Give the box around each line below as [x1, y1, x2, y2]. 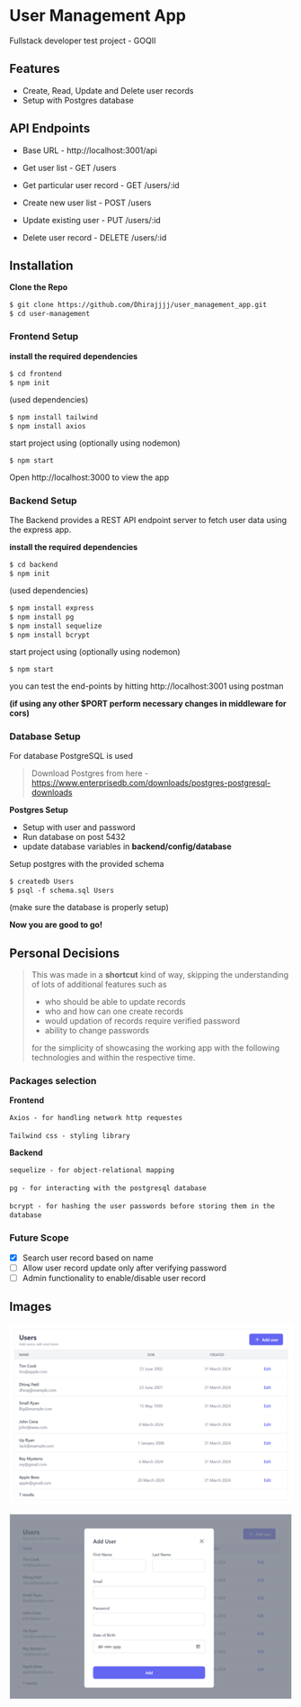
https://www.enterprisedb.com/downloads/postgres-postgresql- [31, 778, 271, 789]
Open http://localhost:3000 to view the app [9, 472, 170, 483]
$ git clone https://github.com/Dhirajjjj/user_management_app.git [9, 301, 268, 310]
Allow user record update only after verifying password [22, 1262, 227, 1273]
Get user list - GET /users [22, 162, 117, 173]
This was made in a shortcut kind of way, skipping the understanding [31, 970, 289, 980]
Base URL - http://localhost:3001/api [22, 145, 157, 156]
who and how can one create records [44, 1006, 184, 1017]
